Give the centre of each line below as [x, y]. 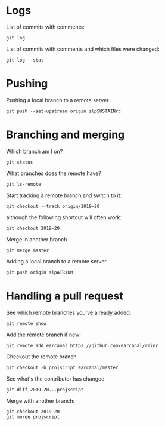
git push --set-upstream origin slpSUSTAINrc [63, 111]
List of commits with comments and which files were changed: [83, 49]
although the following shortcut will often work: [64, 217]
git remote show [26, 323]
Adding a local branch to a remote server [57, 261]
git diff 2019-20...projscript [45, 390]
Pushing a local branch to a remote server [57, 100]
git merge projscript [33, 417]
